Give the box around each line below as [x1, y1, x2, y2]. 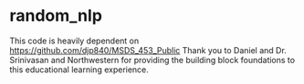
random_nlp [9, 5, 103, 26]
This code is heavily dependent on [9, 35, 140, 46]
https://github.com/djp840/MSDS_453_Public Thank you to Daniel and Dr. [9, 44, 288, 55]
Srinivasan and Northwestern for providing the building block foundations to [9, 54, 295, 65]
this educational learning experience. [9, 64, 149, 75]
